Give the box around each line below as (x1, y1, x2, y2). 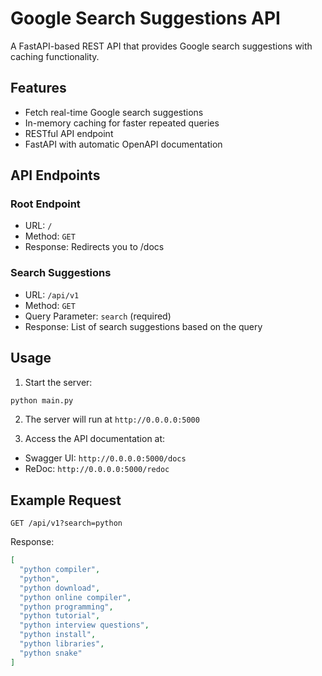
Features (10, 80, 67, 97)
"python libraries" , (19, 639, 105, 649)
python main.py (10, 395, 74, 406)
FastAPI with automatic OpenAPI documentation (24, 138, 223, 150)
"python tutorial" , (19, 611, 101, 621)
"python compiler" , (19, 565, 101, 575)
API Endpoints (10, 167, 101, 184)
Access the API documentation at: (24, 433, 166, 445)
